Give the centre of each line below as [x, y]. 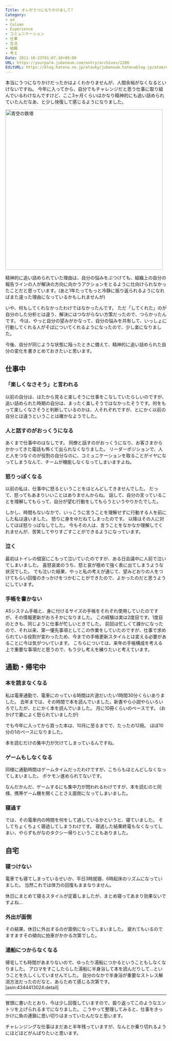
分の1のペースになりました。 [35, 732]
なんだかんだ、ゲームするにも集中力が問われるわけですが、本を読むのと [81, 787]
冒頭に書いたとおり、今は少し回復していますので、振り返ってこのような [81, 1002]
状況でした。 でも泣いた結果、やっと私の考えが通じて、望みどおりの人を [82, 571]
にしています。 [21, 584]
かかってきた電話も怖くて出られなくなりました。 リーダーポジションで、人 [84, 449]
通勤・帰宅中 [26, 667]
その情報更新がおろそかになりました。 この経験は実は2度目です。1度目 [89, 617]
